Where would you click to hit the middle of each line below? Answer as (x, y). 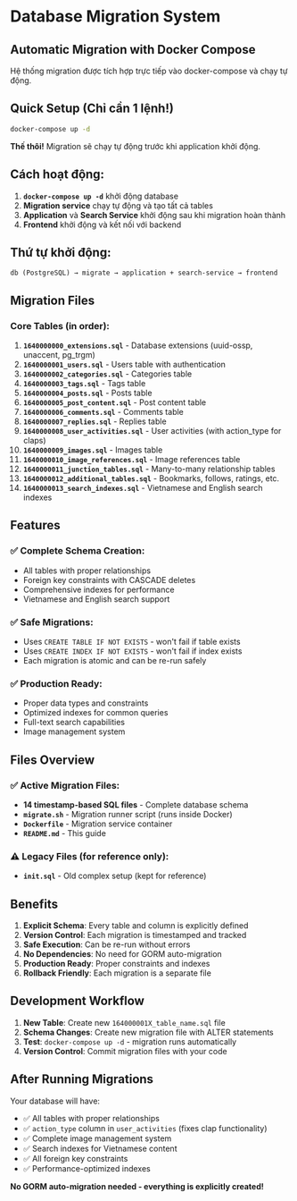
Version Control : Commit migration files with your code (125, 1051)
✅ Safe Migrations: (52, 622)
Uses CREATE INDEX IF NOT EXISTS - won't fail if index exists (132, 651)
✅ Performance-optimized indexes (87, 1168)
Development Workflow (78, 1001)
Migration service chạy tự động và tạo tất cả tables (118, 205)
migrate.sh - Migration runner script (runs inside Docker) (128, 814)
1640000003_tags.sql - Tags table (84, 383)
